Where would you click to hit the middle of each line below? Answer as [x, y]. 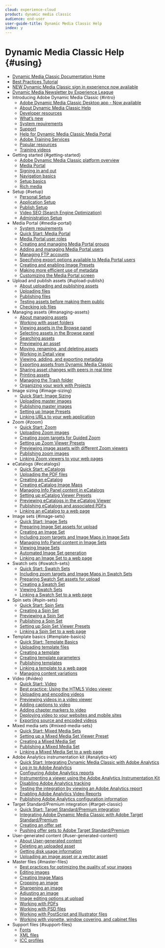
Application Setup [38, 202]
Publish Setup [34, 207]
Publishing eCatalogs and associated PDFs [63, 506]
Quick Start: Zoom [38, 427]
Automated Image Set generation [53, 553]
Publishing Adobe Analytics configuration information [73, 799]
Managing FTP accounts [44, 255]
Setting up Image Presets [45, 411]
